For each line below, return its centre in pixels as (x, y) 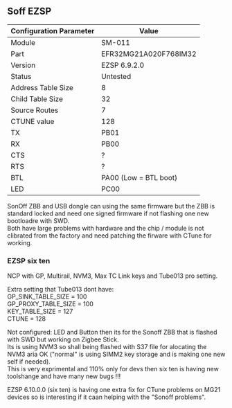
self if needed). (29, 362)
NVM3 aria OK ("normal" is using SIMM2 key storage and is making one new (116, 354)
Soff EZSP (29, 11)
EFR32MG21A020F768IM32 (149, 53)
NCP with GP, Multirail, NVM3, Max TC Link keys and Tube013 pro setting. (113, 276)
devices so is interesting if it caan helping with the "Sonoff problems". (107, 397)
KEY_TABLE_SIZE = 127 (40, 312)
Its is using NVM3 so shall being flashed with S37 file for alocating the (107, 347)
